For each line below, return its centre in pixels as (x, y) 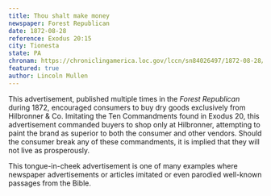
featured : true (34, 69)
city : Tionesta (34, 46)
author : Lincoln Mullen (48, 76)
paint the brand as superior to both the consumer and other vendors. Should (135, 133)
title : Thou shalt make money (59, 16)
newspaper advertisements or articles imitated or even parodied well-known (135, 174)
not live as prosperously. (49, 150)
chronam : (23, 61)
